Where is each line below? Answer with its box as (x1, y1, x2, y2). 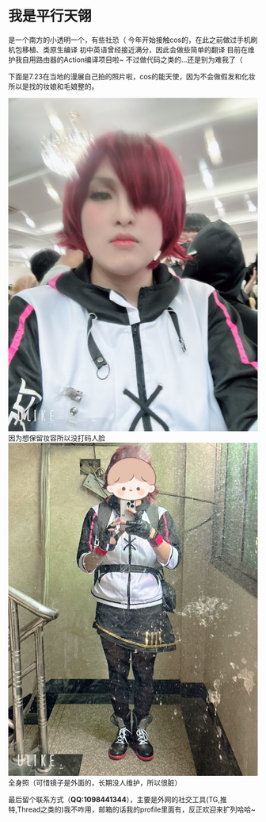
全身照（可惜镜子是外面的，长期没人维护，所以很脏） (8, 778, 182, 787)
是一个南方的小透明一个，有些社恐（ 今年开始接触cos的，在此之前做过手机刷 (8, 35, 258, 44)
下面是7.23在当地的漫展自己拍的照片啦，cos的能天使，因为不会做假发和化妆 (8, 71, 256, 81)
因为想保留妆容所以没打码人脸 (8, 433, 105, 443)
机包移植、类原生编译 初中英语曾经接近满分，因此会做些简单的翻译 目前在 (8, 44, 248, 54)
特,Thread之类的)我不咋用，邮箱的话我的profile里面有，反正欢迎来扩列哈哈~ (8, 805, 256, 814)
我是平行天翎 (8, 7, 93, 25)
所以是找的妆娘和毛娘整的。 (8, 81, 99, 91)
